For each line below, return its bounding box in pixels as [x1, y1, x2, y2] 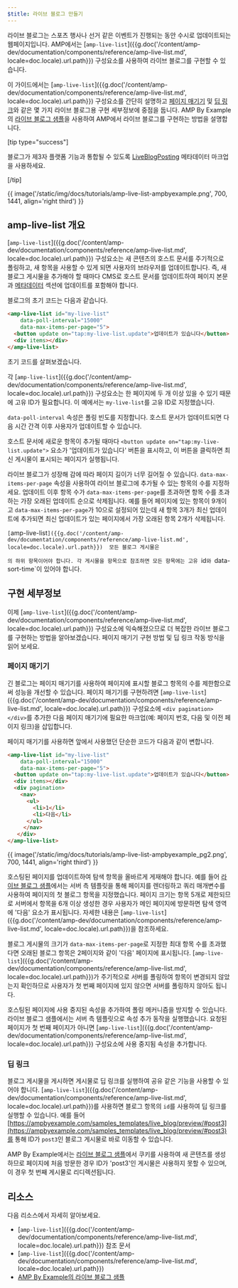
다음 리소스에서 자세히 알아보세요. [7, 1211, 101, 1220]
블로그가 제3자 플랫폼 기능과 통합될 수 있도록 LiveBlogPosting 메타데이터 [7, 152, 210, 161]
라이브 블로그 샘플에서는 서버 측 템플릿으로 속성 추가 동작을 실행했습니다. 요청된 [7, 1015, 227, 1023]
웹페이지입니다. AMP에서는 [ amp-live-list [7, 40, 128, 48]
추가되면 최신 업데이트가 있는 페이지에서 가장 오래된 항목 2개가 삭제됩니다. [20, 514, 225, 523]
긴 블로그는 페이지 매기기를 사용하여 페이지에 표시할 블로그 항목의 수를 [7, 679, 201, 687]
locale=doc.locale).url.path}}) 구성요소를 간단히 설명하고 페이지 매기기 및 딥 [7, 97, 220, 105]
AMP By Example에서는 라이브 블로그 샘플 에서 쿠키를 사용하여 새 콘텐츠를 [7, 1150, 213, 1158]
